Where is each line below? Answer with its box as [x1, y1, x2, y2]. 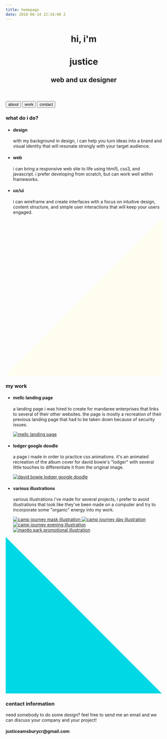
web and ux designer [51, 76, 117, 84]
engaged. [12, 209, 33, 215]
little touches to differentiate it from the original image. [12, 464, 124, 470]
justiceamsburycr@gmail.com [5, 729, 70, 735]
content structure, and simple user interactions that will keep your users [12, 204, 160, 210]
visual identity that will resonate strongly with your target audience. [12, 143, 150, 149]
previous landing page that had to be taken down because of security [12, 416, 155, 422]
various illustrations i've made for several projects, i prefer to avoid [12, 496, 149, 502]
